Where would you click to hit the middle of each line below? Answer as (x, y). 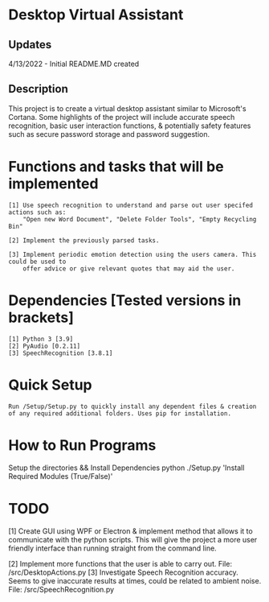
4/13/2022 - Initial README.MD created (74, 64)
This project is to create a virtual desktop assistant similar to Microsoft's (127, 108)
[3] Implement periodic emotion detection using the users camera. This (132, 254)
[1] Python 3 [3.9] (41, 339)
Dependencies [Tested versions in (125, 300)
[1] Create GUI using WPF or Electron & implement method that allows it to (130, 531)
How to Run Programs (82, 445)
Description (38, 89)
